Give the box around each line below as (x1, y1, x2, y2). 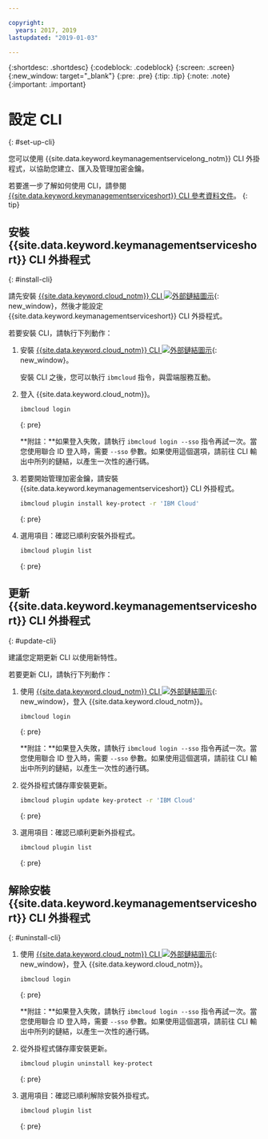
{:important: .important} (8, 79, 86, 89)
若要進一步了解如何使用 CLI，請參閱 (8, 181, 126, 191)
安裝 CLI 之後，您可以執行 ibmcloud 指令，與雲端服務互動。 (19, 372, 215, 382)
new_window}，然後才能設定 (8, 302, 104, 311)
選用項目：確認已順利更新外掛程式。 (19, 828, 140, 837)
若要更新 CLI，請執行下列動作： (8, 669, 113, 679)
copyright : (8, 18, 45, 26)
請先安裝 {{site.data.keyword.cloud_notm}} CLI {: (8, 291, 220, 301)
